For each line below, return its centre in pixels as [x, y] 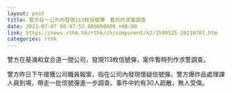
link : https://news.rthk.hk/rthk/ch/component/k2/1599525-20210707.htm [112, 33]
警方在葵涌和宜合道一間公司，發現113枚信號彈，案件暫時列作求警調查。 [108, 60]
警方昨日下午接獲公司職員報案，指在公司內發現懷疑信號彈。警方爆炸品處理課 [116, 74]
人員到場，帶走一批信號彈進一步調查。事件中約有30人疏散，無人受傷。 [108, 83]
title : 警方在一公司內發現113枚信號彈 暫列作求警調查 [77, 20]
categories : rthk [32, 39]
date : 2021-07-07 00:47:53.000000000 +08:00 [72, 26]
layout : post [26, 13]
